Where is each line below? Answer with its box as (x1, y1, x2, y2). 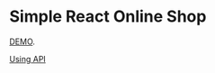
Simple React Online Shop (9, 6, 207, 27)
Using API (9, 53, 47, 64)
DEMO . (9, 36, 36, 47)
